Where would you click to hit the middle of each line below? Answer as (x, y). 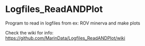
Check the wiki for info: (30, 32)
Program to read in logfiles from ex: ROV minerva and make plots (73, 23)
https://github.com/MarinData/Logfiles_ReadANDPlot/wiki (65, 38)
